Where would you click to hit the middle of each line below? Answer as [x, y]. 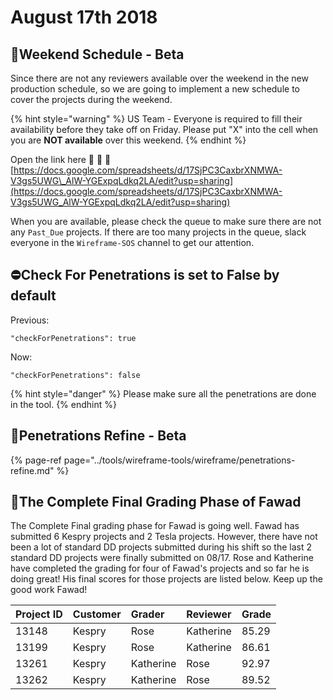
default [33, 296]
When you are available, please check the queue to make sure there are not [166, 221]
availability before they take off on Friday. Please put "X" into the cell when [164, 129]
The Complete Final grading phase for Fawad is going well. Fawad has [155, 526]
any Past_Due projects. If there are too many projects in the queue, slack [158, 232]
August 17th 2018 [84, 17]
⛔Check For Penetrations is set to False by [145, 275]
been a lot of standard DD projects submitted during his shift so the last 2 [161, 547]
